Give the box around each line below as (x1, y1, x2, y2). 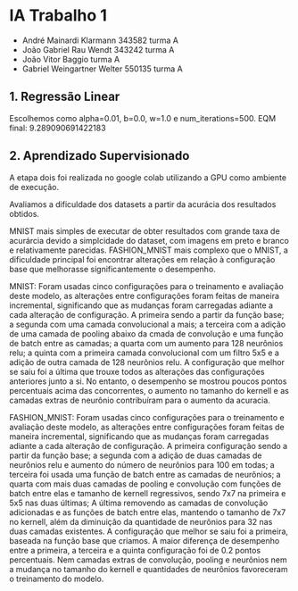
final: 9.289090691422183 (9, 122, 106, 133)
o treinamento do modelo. (9, 573, 104, 584)
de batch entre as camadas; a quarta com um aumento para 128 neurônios (9, 337, 284, 348)
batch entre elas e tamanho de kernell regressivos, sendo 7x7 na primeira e (9, 487, 286, 498)
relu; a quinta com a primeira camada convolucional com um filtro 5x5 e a (9, 347, 279, 358)
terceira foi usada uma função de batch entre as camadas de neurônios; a (9, 469, 281, 479)
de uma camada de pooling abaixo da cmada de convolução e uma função (9, 328, 284, 339)
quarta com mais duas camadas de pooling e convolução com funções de (9, 479, 282, 489)
